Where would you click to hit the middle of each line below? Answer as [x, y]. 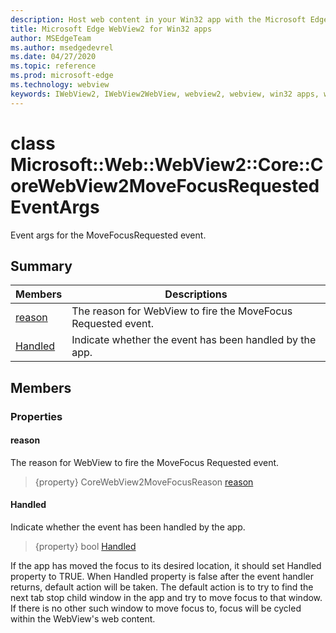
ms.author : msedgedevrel [62, 47]
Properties [36, 416]
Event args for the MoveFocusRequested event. [108, 235]
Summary [41, 266]
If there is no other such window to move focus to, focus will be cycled [156, 608]
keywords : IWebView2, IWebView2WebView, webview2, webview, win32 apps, [165, 94]
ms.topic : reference [53, 66]
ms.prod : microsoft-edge [62, 76]
